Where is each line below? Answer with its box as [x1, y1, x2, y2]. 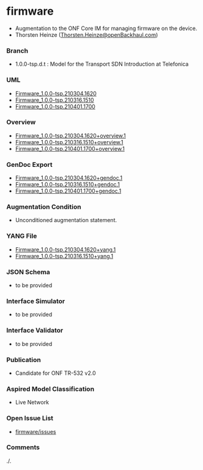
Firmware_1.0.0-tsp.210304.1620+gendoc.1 [15, 174, 123, 182]
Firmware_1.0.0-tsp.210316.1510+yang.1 [15, 252, 114, 260]
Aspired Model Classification [6, 385, 95, 393]
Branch [6, 46, 29, 55]
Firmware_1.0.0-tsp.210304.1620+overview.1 [15, 132, 127, 139]
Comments [6, 443, 40, 452]
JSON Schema [6, 268, 50, 276]
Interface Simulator [6, 296, 65, 305]
